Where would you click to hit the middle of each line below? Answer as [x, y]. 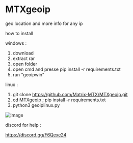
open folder [25, 64]
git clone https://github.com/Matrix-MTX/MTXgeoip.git [70, 94]
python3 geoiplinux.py [36, 105]
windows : [16, 43]
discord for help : [23, 125]
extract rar [24, 58]
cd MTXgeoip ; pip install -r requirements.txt [59, 100]
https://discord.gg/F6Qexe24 [36, 135]
